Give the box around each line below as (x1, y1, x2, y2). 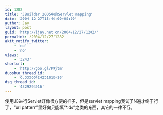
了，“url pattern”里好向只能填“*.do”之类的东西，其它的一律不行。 (5, 104, 135, 110)
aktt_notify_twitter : (5, 39, 49, 44)
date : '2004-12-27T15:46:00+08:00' (5, 16, 77, 21)
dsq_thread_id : (5, 79, 36, 84)
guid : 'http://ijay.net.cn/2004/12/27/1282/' (5, 30, 99, 35)
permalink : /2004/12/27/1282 (5, 35, 64, 39)
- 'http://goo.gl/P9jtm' (14, 66, 64, 71)
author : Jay (5, 20, 29, 26)
